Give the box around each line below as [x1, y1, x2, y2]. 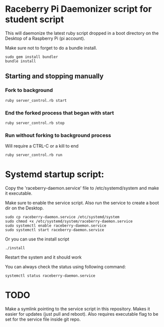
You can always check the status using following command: [5, 264, 126, 270]
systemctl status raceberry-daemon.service [5, 273, 96, 278]
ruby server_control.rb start [5, 98, 67, 103]
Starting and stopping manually [5, 72, 104, 81]
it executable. [5, 190, 33, 196]
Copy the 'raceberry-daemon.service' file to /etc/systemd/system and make [5, 185, 160, 191]
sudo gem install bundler [5, 54, 58, 59]
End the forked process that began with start [5, 109, 114, 116]
